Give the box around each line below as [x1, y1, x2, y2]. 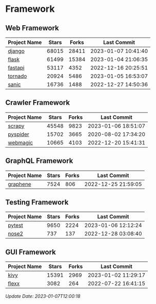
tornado [8, 73, 27, 80]
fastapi [8, 64, 25, 71]
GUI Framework [5, 247, 56, 256]
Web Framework [5, 24, 59, 32]
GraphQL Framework [5, 156, 73, 165]
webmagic [8, 139, 33, 146]
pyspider [8, 131, 29, 138]
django [8, 47, 25, 55]
